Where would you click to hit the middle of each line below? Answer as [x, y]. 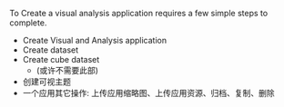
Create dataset [51, 50]
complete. [28, 23]
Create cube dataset [61, 59]
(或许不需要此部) [67, 70]
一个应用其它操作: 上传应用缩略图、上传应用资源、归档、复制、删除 [148, 93]
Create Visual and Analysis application [94, 40]
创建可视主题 [46, 82]
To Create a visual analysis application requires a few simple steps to [139, 13]
